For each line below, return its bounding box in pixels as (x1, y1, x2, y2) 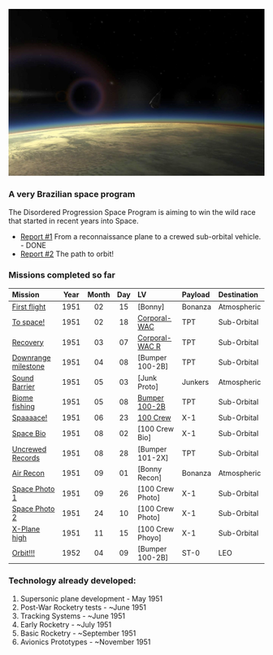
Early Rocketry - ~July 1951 (19, 619, 112, 629)
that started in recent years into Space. (8, 216, 140, 225)
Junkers (181, 378, 210, 387)
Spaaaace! (11, 413, 48, 423)
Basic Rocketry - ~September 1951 (19, 628, 136, 638)
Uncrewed (11, 444, 47, 454)
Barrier (11, 382, 35, 391)
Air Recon (11, 469, 45, 478)
